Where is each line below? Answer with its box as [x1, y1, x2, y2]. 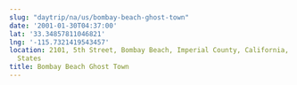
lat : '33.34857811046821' [9, 29, 105, 38]
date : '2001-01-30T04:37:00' [9, 21, 118, 30]
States [17, 54, 42, 63]
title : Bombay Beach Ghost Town [9, 63, 129, 72]
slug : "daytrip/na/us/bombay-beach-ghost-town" [9, 12, 190, 22]
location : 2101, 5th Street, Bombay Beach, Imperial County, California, [9, 46, 290, 55]
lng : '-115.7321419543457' [9, 37, 110, 47]
